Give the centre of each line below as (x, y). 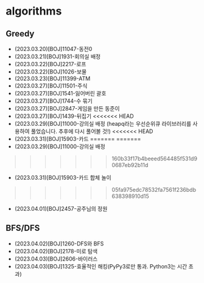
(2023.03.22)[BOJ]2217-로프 (50, 64)
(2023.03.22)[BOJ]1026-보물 (51, 72)
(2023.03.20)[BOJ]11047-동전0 (53, 49)
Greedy (20, 34)
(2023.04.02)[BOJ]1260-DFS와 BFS (59, 244)
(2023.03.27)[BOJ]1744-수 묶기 (53, 101)
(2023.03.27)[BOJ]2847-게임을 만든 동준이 (67, 108)
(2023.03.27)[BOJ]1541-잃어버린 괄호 (60, 93)
